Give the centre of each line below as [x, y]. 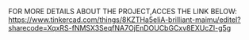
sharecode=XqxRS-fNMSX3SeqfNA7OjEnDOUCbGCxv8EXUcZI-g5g [120, 28]
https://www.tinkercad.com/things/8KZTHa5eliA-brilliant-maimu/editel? [125, 20]
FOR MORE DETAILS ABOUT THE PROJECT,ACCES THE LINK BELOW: [123, 11]
